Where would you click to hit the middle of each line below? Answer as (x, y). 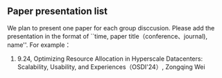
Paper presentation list (58, 11)
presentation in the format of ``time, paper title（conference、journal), (108, 36)
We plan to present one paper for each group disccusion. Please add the (111, 28)
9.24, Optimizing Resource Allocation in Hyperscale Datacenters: (110, 59)
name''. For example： (39, 45)
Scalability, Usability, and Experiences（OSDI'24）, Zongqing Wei (111, 67)
